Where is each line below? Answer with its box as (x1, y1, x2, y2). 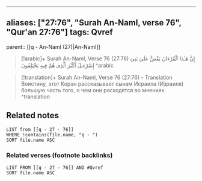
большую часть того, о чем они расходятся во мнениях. (20, 86, 167, 94)
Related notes (6, 110, 59, 121)
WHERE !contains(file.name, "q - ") (6, 132, 98, 138)
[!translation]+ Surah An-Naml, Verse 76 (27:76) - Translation (20, 74, 173, 81)
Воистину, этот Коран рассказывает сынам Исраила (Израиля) (20, 80, 184, 87)
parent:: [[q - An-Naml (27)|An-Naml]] (6, 43, 100, 50)
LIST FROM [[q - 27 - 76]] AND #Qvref (6, 164, 103, 171)
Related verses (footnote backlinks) (6, 151, 113, 159)
